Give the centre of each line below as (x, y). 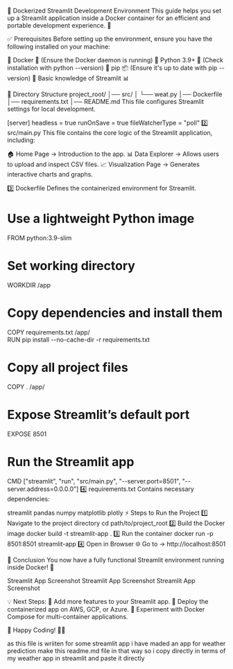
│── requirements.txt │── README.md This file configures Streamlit (106, 101)
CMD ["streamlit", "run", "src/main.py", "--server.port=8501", (94, 481)
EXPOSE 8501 (27, 434)
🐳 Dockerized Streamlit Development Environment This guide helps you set (114, 11)
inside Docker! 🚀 (31, 567)
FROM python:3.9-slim (40, 238)
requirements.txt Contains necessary (141, 489)
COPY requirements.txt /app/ (49, 332)
